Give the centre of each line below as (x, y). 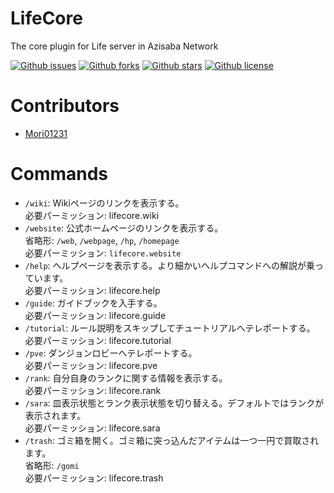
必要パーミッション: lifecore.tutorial (98, 340)
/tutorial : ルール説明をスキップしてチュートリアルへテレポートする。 (170, 328)
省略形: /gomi (52, 465)
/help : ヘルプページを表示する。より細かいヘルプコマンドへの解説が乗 (170, 265)
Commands (59, 174)
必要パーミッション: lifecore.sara (92, 428)
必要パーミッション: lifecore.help (92, 290)
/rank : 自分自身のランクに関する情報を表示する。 (126, 378)
